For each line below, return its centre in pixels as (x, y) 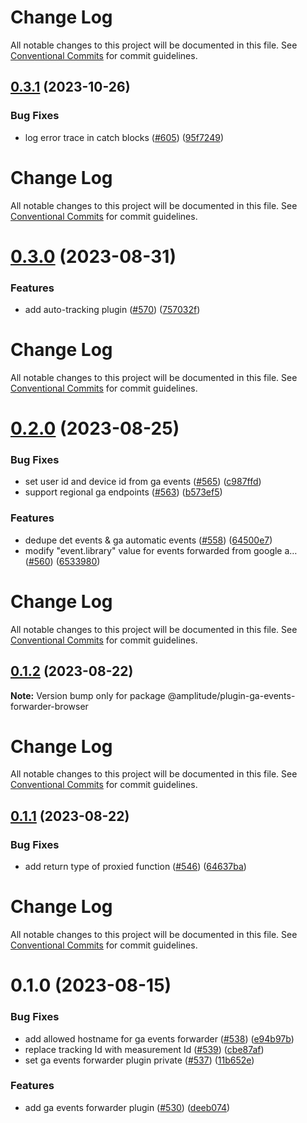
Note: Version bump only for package (88, 695)
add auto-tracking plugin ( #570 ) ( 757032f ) (112, 310)
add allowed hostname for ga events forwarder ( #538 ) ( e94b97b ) (159, 1038)
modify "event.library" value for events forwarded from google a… (161, 550)
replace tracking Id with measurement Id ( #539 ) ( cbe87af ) (144, 1049)
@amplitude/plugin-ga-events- (231, 695)
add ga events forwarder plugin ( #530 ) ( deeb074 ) (127, 1107)
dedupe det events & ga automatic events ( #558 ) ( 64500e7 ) (148, 540)
